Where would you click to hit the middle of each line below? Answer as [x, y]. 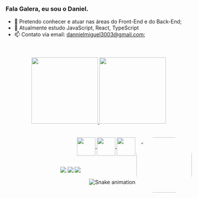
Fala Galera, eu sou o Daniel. [47, 9]
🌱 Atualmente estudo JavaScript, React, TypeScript [77, 28]
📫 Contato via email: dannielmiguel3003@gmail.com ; [79, 35]
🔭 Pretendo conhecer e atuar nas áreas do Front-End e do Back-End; [98, 22]
